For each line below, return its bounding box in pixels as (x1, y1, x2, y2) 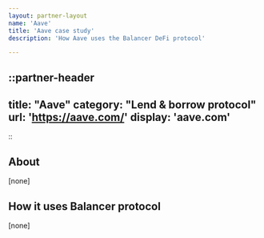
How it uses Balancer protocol (8, 200, 162, 213)
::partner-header (8, 71, 94, 84)
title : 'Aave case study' (8, 26, 94, 34)
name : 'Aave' (8, 19, 52, 27)
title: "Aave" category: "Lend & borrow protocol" (8, 98, 257, 112)
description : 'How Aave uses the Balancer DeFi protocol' (8, 34, 206, 42)
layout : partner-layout (8, 11, 88, 20)
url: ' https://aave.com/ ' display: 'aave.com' (8, 111, 230, 124)
